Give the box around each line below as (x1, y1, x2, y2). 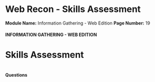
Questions (5, 71, 28, 78)
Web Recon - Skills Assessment (5, 3, 141, 15)
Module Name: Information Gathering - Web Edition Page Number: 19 (5, 20, 150, 26)
